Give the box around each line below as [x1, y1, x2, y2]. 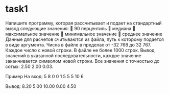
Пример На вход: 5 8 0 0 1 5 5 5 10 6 [5, 73, 84, 79]
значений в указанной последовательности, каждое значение [5, 52, 141, 59]
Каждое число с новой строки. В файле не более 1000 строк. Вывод [5, 47, 155, 53]
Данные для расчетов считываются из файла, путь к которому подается [5, 36, 164, 42]
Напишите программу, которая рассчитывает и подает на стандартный [5, 20, 162, 26]
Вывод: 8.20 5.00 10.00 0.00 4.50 [5, 83, 77, 89]
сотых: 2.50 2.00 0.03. [5, 63, 54, 69]
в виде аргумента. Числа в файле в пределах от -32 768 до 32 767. [5, 41, 152, 48]
